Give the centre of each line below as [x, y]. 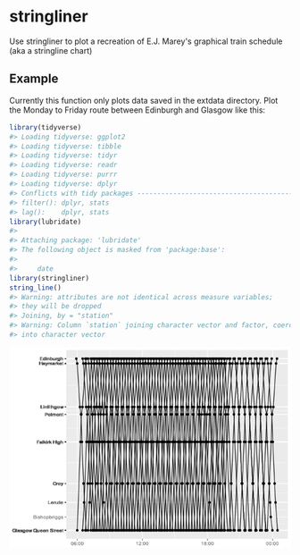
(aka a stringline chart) [51, 50]
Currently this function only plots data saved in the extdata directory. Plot [144, 100]
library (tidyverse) [46, 127]
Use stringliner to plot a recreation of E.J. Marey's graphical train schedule [146, 41]
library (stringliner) [50, 278]
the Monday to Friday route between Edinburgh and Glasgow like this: [137, 110]
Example [34, 79]
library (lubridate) [46, 222]
